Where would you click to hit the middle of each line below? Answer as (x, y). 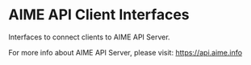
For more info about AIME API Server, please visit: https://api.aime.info (125, 52)
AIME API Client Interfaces (99, 15)
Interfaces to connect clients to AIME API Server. (90, 37)
